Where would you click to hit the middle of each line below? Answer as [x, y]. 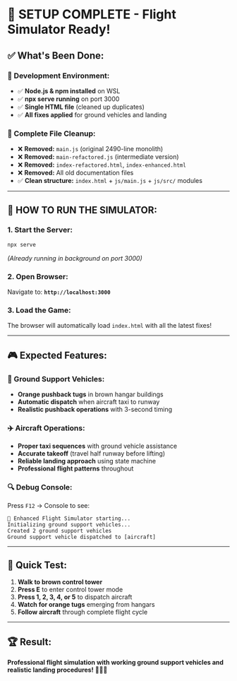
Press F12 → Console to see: [49, 505]
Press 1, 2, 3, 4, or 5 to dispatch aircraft [75, 597]
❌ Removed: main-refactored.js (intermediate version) [98, 157]
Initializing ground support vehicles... [69, 525]
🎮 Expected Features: [57, 355]
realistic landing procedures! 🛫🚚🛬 [57, 670]
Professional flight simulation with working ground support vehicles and [116, 663]
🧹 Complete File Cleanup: [51, 134]
